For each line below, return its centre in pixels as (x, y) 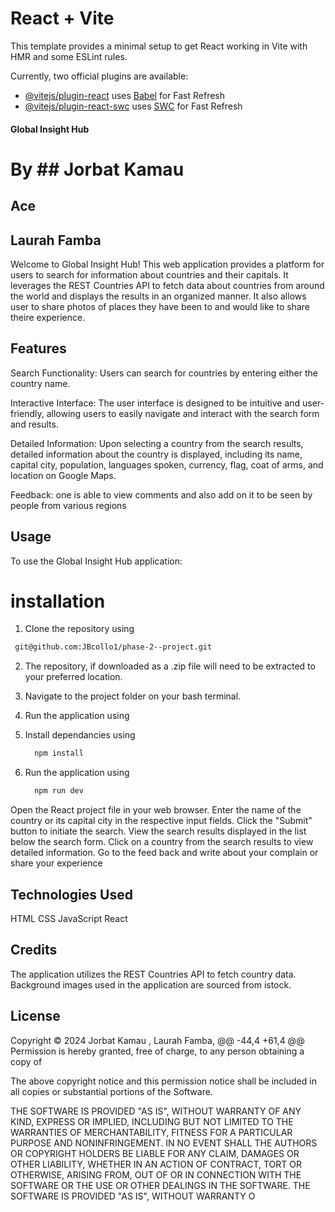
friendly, (27, 413)
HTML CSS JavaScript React (69, 918)
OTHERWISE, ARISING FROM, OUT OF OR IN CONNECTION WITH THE (156, 1174)
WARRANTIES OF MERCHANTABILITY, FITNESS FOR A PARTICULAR (151, 1132)
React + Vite (62, 18)
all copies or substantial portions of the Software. (111, 1091)
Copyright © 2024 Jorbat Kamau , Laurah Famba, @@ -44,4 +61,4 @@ (157, 1040)
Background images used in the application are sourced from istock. (151, 984)
